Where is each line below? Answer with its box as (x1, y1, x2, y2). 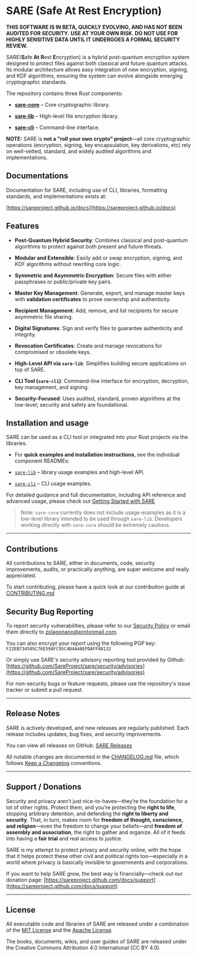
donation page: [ (6, 876, 46, 883)
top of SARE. (14, 366, 46, 373)
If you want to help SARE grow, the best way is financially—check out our (6, 870, 183, 877)
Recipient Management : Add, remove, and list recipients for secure (14, 307, 179, 314)
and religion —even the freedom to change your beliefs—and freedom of (6, 822, 182, 829)
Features (6, 221, 39, 231)
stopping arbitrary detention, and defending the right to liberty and (6, 810, 169, 817)
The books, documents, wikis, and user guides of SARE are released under (6, 938, 187, 945)
